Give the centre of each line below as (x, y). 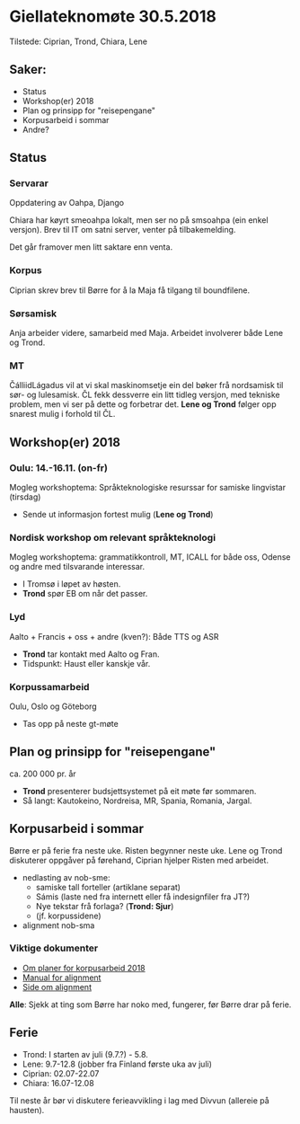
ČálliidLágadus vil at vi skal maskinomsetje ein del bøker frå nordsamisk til (146, 385)
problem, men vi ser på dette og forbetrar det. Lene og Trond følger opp (143, 404)
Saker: (28, 70)
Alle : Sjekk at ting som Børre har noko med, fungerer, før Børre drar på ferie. (150, 1005)
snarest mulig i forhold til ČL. (62, 414)
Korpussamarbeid (49, 686)
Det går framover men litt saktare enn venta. (91, 247)
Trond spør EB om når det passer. (85, 594)
